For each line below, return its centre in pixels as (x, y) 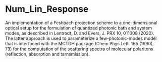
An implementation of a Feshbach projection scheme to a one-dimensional (81, 23)
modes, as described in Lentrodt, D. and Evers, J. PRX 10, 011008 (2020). (80, 33)
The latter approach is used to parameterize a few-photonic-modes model (81, 38)
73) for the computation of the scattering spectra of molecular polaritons (79, 49)
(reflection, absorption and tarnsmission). (48, 54)
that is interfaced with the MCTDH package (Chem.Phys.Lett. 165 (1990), (80, 43)
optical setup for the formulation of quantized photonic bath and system (79, 28)
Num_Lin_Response (47, 9)
